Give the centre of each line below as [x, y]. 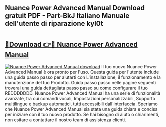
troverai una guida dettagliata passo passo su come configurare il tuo [77, 88]
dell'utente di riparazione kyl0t [54, 24]
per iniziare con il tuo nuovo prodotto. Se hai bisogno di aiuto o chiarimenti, [82, 115]
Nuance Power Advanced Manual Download [75, 8]
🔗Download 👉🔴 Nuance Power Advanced [72, 44]
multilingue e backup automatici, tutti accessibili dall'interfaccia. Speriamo [82, 104]
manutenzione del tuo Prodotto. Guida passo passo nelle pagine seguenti [81, 83]
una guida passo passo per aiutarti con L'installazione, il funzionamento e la [83, 77]
